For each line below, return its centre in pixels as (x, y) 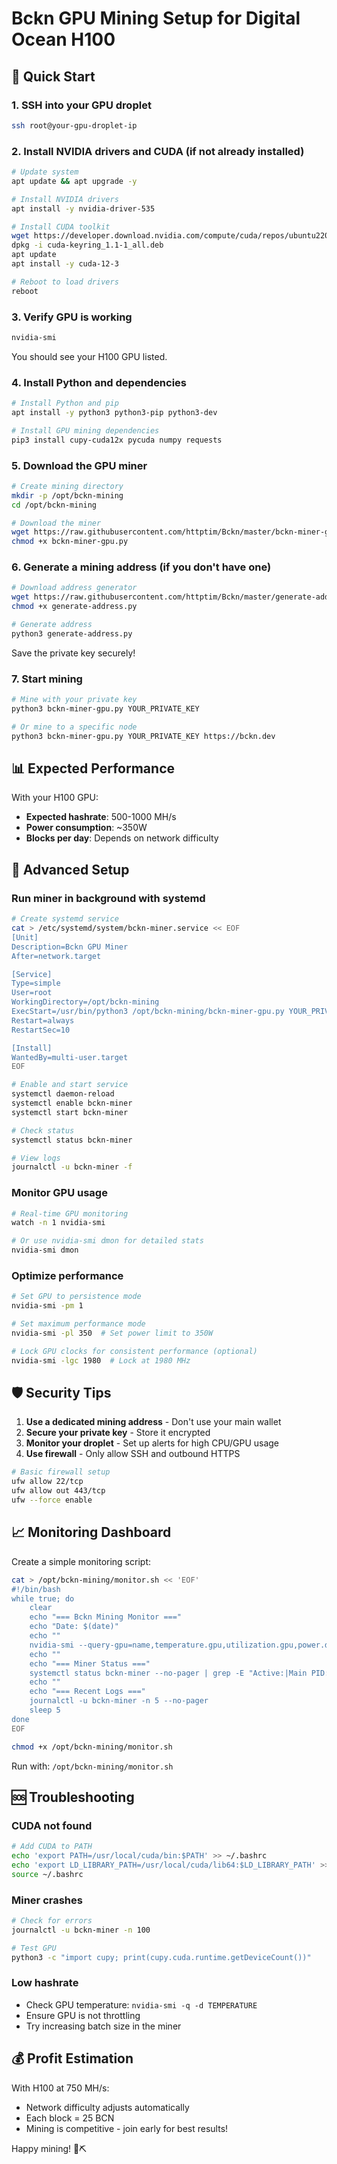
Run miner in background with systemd (108, 898)
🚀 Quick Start (53, 76)
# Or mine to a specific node (74, 727)
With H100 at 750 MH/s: (60, 2088)
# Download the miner (56, 523)
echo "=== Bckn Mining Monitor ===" (106, 1617)
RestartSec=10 (41, 1030)
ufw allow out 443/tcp (58, 1491)
